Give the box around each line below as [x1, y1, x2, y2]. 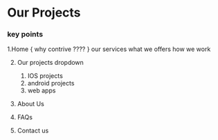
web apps [27, 86, 56, 94]
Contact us [17, 126, 49, 135]
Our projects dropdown [17, 59, 84, 67]
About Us [17, 100, 45, 108]
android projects [27, 79, 75, 88]
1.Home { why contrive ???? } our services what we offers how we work [7, 45, 211, 53]
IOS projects [27, 72, 64, 80]
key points [7, 30, 44, 39]
